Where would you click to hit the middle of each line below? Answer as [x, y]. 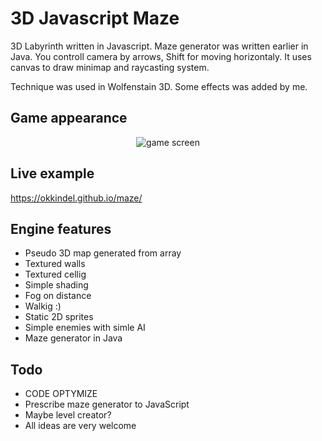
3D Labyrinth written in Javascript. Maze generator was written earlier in [159, 46]
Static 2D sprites [59, 317]
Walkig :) [43, 306]
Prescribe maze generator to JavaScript [107, 404]
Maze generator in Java [73, 338]
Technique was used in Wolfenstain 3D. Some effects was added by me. [159, 86]
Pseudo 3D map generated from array [103, 253]
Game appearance [69, 118]
